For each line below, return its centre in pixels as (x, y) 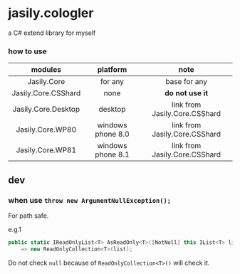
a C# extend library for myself (52, 33)
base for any (187, 82)
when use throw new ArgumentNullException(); (90, 200)
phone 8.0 (113, 135)
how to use (27, 51)
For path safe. (28, 216)
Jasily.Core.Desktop (46, 110)
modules (46, 70)
